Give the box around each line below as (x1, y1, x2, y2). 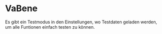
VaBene (5, 3, 38, 14)
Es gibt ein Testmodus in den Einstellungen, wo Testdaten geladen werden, (5, 19, 158, 25)
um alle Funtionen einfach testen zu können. (5, 24, 95, 30)
